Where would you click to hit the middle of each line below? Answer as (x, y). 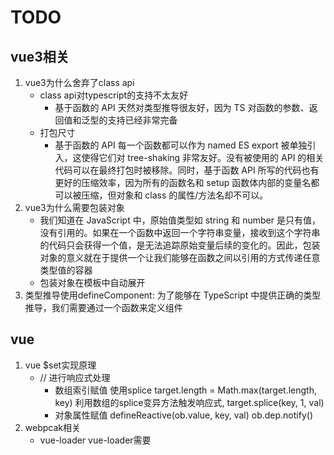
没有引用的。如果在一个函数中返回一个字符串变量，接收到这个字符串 (180, 232)
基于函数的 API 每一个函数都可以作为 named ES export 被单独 (181, 145)
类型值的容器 (66, 270)
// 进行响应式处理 (75, 377)
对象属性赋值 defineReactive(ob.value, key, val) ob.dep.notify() (183, 415)
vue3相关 (40, 56)
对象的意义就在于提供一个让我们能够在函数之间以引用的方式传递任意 (180, 257)
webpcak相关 (52, 427)
